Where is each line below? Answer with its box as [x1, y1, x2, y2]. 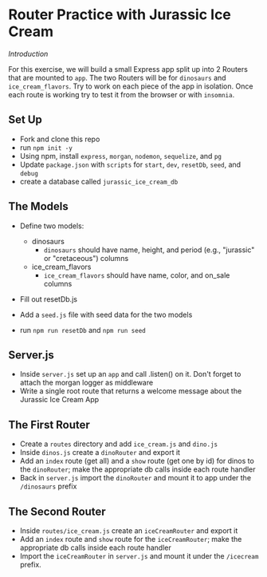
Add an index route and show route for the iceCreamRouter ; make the [19, 535, 242, 543]
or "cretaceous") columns [43, 253, 129, 263]
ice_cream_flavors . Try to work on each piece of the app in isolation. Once [8, 81, 253, 91]
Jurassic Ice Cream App [19, 395, 100, 405]
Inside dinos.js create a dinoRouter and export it [19, 448, 181, 457]
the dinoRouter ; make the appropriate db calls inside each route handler [19, 464, 257, 474]
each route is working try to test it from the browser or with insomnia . [8, 89, 235, 99]
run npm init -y [19, 142, 73, 152]
